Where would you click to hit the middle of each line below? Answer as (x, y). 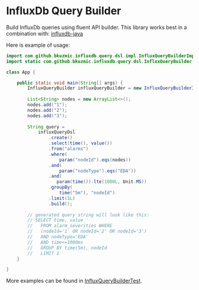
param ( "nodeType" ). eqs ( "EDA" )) (97, 171)
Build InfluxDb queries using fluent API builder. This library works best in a (97, 27)
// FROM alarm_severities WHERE (70, 226)
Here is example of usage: (38, 45)
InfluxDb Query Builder (64, 11)
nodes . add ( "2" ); (47, 110)
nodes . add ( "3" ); (47, 116)
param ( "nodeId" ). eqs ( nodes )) (95, 160)
